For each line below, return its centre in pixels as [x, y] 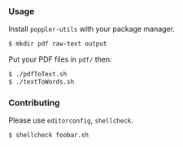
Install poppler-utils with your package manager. [92, 29]
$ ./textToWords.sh [41, 82]
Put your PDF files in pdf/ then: [60, 59]
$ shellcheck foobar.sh [49, 136]
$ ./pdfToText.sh [38, 75]
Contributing [34, 102]
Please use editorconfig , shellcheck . [71, 120]
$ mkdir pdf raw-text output [58, 44]
